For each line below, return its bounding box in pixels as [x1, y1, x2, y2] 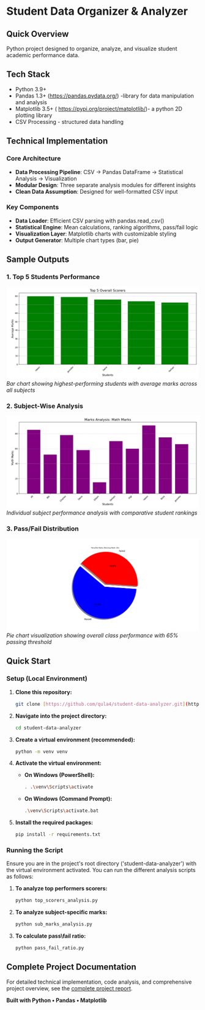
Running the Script [6, 846, 63, 854]
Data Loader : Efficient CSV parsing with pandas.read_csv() [15, 216, 165, 224]
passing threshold [6, 638, 52, 646]
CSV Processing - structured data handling [15, 118, 124, 125]
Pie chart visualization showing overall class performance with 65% [6, 632, 179, 639]
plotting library [15, 112, 53, 119]
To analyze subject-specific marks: [15, 909, 108, 916]
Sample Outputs [6, 254, 70, 265]
